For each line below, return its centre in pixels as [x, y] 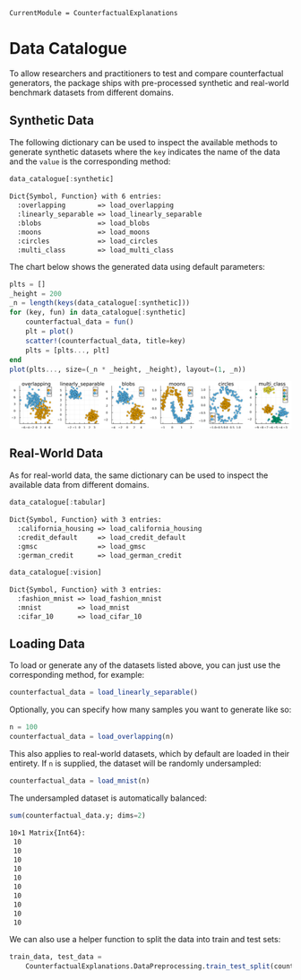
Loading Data [47, 644]
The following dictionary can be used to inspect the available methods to [143, 142]
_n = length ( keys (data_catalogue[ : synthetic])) [100, 303]
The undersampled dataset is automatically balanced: [108, 798]
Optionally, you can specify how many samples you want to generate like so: [150, 710]
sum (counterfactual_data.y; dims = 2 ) [77, 815]
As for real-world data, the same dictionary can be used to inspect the [139, 475]
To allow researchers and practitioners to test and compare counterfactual [146, 73]
